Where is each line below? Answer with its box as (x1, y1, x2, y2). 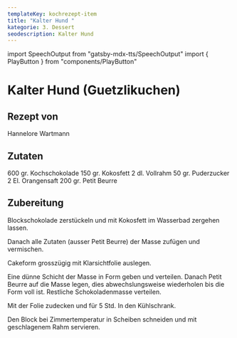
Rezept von (7, 110, 58, 122)
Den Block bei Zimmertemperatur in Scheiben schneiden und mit (7, 315, 197, 324)
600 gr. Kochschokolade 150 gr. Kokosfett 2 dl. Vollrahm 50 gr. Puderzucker (7, 169, 230, 178)
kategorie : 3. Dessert (7, 23, 75, 31)
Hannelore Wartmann (7, 130, 70, 138)
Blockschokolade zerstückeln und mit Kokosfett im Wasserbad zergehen (7, 216, 220, 224)
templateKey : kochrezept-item (7, 10, 98, 18)
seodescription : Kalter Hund (7, 30, 94, 38)
